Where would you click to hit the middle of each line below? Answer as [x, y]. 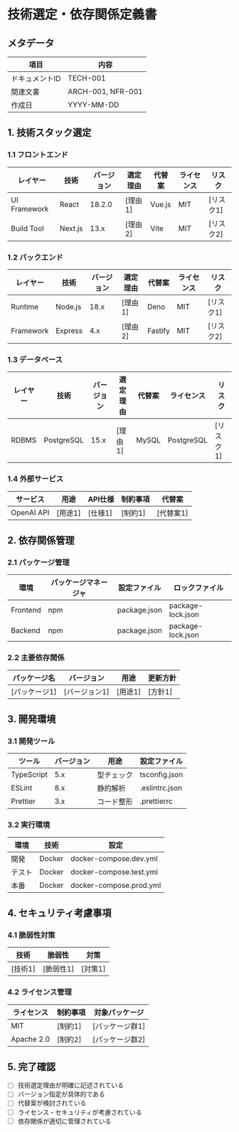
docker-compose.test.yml [115, 872]
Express [69, 330]
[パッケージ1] [34, 692]
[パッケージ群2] [119, 1040]
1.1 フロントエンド [38, 155]
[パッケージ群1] [119, 1026]
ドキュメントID [36, 79]
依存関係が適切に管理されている [64, 1121]
